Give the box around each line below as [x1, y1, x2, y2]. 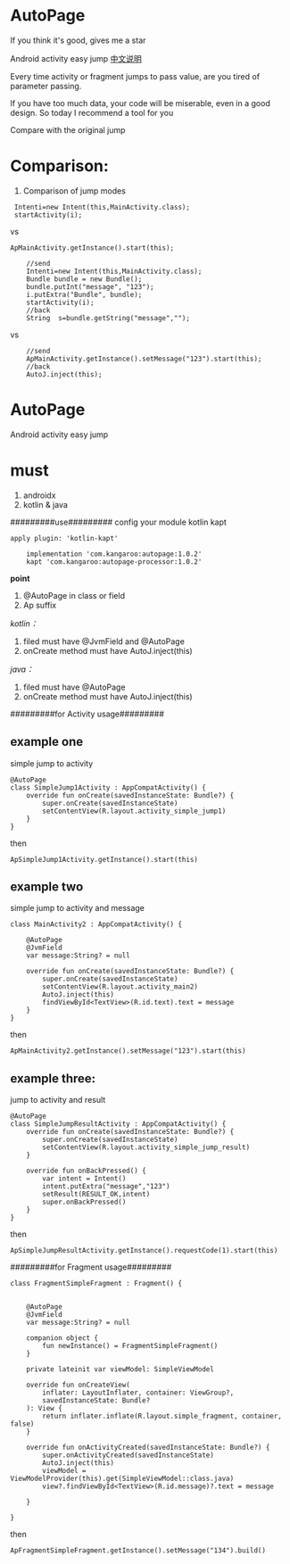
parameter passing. [10, 80, 82, 91]
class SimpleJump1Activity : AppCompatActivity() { [10, 782, 206, 792]
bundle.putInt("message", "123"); [26, 282, 154, 291]
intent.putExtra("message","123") [42, 1182, 170, 1191]
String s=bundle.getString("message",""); [26, 313, 191, 322]
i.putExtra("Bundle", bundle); [26, 290, 143, 299]
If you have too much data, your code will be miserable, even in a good [10, 97, 270, 108]
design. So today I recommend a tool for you [10, 107, 174, 118]
